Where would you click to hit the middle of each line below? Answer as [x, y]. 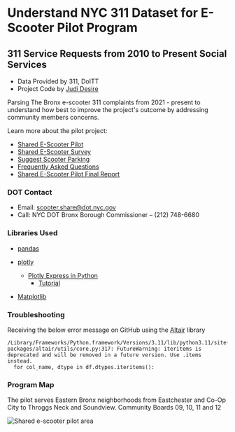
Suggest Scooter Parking [54, 159]
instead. [20, 361]
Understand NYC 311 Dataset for [102, 13]
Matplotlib [32, 296]
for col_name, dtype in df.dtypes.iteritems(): [84, 367]
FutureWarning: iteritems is [159, 349]
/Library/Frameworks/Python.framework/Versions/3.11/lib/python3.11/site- [119, 342]
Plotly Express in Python [63, 275]
